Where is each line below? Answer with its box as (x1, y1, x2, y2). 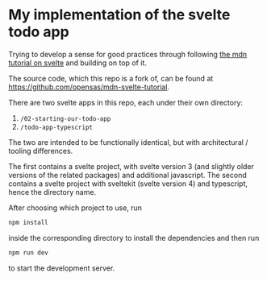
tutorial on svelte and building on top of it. (8, 58, 148, 68)
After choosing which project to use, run (8, 203, 143, 213)
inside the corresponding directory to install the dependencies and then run (8, 233, 260, 242)
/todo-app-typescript (19, 123, 93, 131)
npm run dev (8, 248, 48, 257)
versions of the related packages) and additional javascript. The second (8, 170, 248, 180)
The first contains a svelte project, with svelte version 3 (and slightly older (8, 161, 254, 171)
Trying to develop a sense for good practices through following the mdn (8, 49, 248, 59)
